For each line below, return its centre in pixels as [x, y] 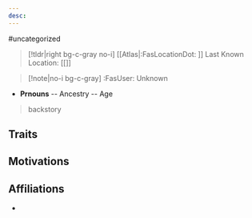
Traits [23, 134]
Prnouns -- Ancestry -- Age [66, 94]
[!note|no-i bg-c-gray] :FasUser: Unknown [98, 78]
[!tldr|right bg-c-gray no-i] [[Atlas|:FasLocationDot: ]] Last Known [136, 54]
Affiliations [36, 189]
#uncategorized [35, 38]
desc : [17, 16]
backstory [44, 109]
